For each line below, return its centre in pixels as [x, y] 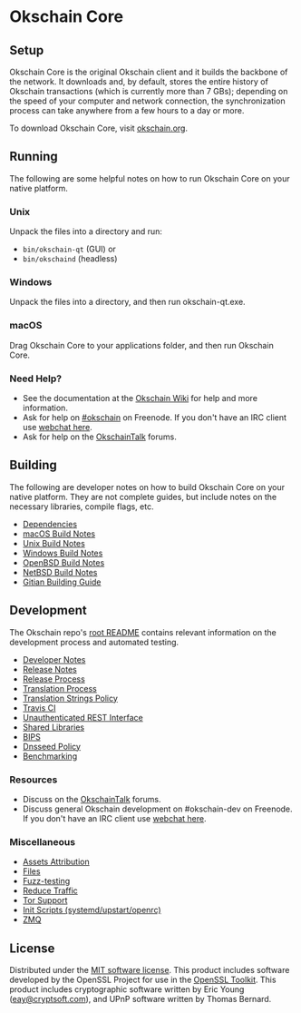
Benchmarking [50, 756]
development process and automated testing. [94, 642]
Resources [34, 780]
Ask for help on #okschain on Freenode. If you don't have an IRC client [155, 418]
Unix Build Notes [54, 543]
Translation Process [59, 688]
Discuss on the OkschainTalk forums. [92, 799]
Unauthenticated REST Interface [83, 717]
